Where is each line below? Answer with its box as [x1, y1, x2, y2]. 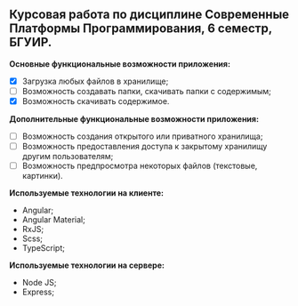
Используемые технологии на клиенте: [9, 188, 165, 198]
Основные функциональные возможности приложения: [9, 58, 231, 69]
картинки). [21, 171, 64, 181]
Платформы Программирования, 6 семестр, [9, 21, 273, 36]
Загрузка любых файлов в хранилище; [21, 76, 169, 86]
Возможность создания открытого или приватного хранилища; [21, 131, 263, 141]
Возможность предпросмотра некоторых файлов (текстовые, [21, 160, 258, 172]
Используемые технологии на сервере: [9, 260, 165, 270]
